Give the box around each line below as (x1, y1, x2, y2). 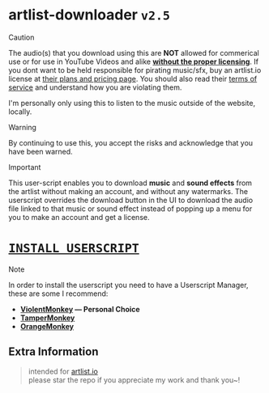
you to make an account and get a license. (8, 212, 150, 222)
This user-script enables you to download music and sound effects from (8, 178, 253, 188)
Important (8, 162, 41, 171)
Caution (8, 32, 35, 42)
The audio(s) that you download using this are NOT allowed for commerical (8, 48, 259, 57)
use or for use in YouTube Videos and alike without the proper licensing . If (8, 57, 259, 66)
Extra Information (8, 345, 99, 359)
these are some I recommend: (8, 289, 109, 298)
